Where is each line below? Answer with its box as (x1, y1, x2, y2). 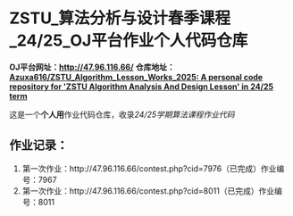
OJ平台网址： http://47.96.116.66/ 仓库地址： (9, 62, 176, 72)
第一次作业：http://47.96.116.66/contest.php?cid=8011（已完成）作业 (21, 185, 275, 196)
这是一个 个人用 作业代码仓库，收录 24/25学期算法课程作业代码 (9, 109, 235, 120)
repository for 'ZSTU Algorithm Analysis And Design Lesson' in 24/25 (9, 81, 274, 92)
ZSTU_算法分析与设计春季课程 (9, 8, 230, 29)
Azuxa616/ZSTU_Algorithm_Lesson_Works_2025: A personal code (9, 71, 264, 82)
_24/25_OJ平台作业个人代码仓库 (9, 30, 248, 51)
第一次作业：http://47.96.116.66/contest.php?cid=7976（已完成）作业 (21, 162, 277, 174)
